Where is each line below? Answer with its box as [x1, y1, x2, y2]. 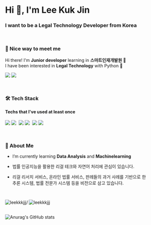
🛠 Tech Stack [5, 95, 39, 102]
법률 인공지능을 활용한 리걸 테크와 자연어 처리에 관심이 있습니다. [12, 164, 134, 169]
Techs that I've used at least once [5, 109, 75, 115]
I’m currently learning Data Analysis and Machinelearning [12, 153, 131, 159]
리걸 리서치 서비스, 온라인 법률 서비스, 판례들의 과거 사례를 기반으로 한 [12, 174, 146, 180]
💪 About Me [5, 142, 34, 149]
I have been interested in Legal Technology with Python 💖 [5, 62, 123, 68]
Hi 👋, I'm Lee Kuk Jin [5, 4, 90, 16]
